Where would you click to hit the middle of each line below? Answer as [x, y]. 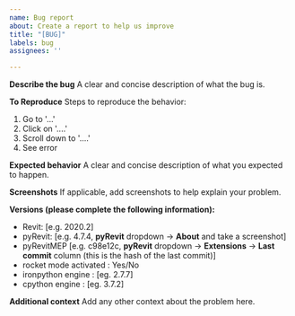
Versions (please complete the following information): [112, 210]
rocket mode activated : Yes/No [81, 265]
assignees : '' [36, 51]
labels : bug [31, 43]
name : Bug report [42, 18]
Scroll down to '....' [56, 138]
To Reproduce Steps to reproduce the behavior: [98, 102]
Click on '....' [45, 129]
